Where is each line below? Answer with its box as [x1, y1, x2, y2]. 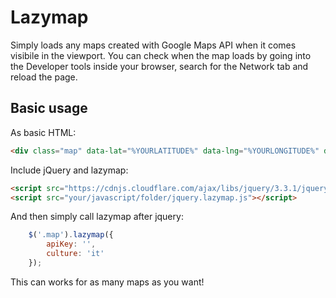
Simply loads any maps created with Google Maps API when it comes [10, 39, 297, 51]
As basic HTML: [10, 126, 77, 138]
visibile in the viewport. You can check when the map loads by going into [10, 49, 312, 61]
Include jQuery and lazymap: [10, 164, 129, 176]
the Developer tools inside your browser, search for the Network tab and [10, 60, 309, 72]
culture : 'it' [46, 249, 105, 259]
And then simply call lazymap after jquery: [10, 211, 184, 223]
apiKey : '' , [46, 239, 97, 250]
